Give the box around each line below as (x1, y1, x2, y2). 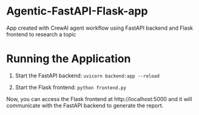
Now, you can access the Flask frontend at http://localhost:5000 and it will (6, 95, 192, 102)
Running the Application (6, 52, 131, 66)
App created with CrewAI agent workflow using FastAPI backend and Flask (6, 24, 194, 31)
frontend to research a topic (6, 30, 76, 38)
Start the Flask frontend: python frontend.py (15, 84, 126, 91)
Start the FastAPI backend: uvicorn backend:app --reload (15, 71, 160, 79)
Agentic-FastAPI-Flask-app (6, 4, 148, 18)
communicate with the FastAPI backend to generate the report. (6, 102, 164, 109)
